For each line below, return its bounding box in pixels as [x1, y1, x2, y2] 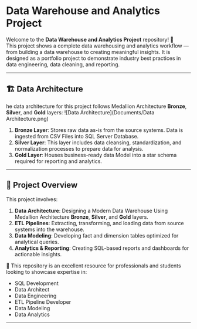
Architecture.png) [6, 115, 49, 122]
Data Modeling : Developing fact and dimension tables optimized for [14, 232, 179, 239]
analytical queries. [14, 238, 60, 245]
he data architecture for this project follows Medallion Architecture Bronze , [6, 103, 187, 110]
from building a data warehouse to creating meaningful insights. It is [6, 48, 171, 55]
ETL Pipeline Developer [14, 298, 72, 306]
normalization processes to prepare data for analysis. [14, 145, 144, 152]
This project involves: [6, 195, 58, 203]
